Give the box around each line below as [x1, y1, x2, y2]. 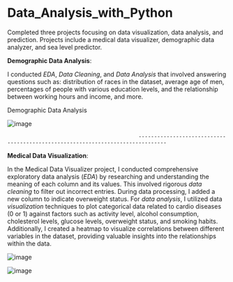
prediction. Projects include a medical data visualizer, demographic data [7, 35, 215, 43]
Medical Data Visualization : [7, 151, 89, 160]
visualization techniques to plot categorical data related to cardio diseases [7, 202, 222, 211]
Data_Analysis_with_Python [7, 5, 173, 21]
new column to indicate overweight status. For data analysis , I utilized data [7, 195, 223, 203]
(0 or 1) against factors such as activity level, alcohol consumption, [7, 209, 200, 218]
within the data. [7, 239, 52, 248]
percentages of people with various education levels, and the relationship [7, 85, 218, 93]
